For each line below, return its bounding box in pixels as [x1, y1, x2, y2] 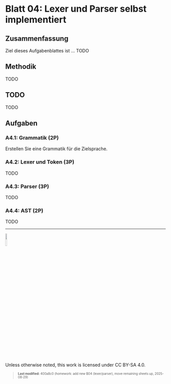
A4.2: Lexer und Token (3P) [5, 158, 75, 166]
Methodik [5, 62, 37, 71]
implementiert [5, 14, 67, 25]
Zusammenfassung [5, 34, 69, 43]
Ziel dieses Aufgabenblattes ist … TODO [5, 48, 89, 53]
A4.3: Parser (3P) [5, 183, 49, 190]
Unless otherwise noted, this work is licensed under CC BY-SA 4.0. [5, 362, 146, 368]
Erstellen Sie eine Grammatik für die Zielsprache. [5, 146, 108, 152]
